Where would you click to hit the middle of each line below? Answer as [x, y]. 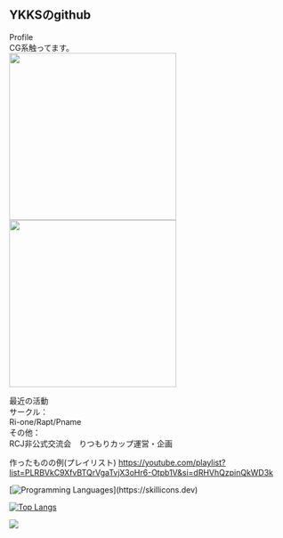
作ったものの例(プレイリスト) [63, 462]
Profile [21, 37]
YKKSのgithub [50, 15]
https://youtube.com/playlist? [172, 462]
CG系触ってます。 [41, 47]
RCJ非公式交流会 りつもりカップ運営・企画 [91, 444]
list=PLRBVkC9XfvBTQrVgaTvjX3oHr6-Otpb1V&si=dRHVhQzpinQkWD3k [141, 472]
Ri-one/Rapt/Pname [45, 421]
